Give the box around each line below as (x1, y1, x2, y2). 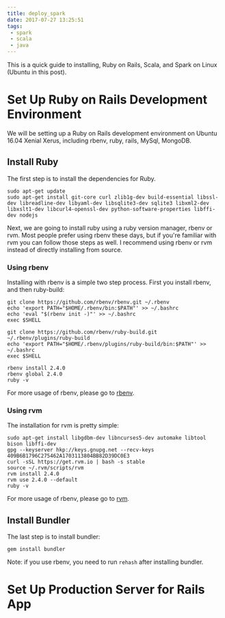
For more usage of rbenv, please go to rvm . (7, 495, 130, 503)
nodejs (19, 212, 38, 219)
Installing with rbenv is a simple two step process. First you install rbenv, (7, 278, 211, 286)
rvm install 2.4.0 (7, 471, 59, 478)
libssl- (196, 193, 219, 201)
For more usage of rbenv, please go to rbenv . (7, 388, 135, 397)
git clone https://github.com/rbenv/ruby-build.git (7, 329, 157, 336)
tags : (7, 23, 23, 29)
